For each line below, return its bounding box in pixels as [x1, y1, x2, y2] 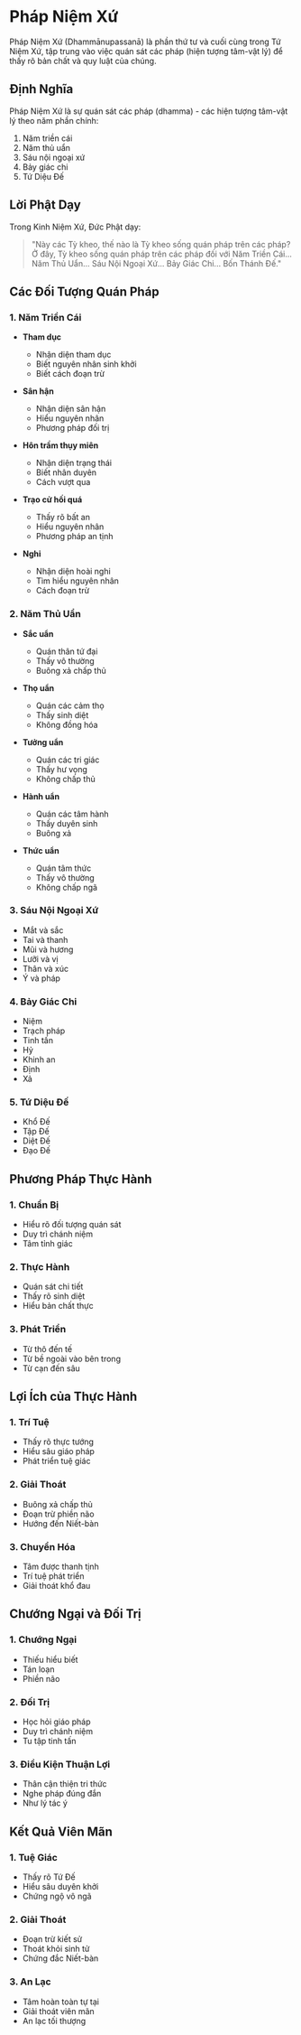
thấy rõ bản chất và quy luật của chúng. [9, 55, 157, 66]
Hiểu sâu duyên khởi [22, 1881, 99, 1891]
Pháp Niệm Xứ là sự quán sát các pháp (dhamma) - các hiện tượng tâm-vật [9, 106, 288, 117]
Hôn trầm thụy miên [22, 440, 99, 451]
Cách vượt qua [35, 477, 91, 488]
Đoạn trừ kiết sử [22, 1934, 83, 1945]
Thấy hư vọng [35, 763, 88, 774]
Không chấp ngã [35, 882, 97, 892]
